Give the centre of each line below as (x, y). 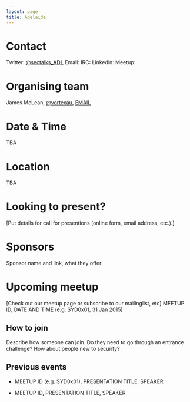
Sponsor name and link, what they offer (54, 263)
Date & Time (36, 126)
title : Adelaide (26, 17)
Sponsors (30, 247)
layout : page (22, 11)
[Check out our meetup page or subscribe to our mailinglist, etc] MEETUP (95, 304)
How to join (27, 328)
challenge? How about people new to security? (63, 348)
